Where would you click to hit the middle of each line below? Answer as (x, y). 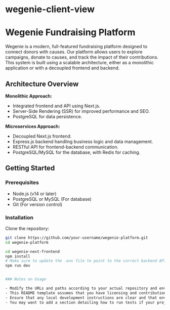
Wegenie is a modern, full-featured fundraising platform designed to (76, 47)
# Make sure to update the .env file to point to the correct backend (81, 261)
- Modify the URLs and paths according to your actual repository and (81, 289)
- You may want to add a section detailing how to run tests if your (80, 302)
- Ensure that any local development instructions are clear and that (81, 298)
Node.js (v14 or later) (34, 194)
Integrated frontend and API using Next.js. (56, 106)
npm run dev (18, 266)
